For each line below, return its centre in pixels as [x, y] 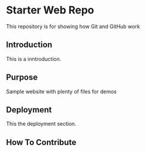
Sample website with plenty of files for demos [62, 91]
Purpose [22, 78]
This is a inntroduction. [34, 59]
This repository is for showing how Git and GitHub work [73, 26]
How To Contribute [41, 142]
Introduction [29, 45]
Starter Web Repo [50, 10]
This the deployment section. [41, 124]
